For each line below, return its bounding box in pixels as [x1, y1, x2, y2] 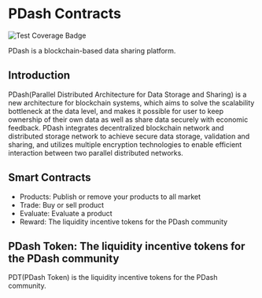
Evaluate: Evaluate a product [19, 208, 113, 218]
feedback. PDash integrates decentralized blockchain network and [8, 123, 224, 132]
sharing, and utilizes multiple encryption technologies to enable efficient [8, 139, 242, 149]
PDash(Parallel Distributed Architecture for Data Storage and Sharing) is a [8, 90, 247, 99]
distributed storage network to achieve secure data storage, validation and [8, 131, 250, 141]
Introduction [8, 68, 71, 83]
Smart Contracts [8, 171, 92, 185]
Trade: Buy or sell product [19, 200, 105, 209]
